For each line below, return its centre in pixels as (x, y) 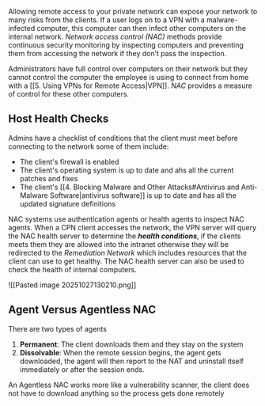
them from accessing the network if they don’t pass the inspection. (117, 53)
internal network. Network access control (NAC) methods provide (115, 36)
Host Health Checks (59, 119)
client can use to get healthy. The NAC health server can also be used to (126, 261)
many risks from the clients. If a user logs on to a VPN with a (107, 20)
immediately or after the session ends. (82, 369)
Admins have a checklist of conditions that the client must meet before (123, 138)
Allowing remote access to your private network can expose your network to (133, 11)
